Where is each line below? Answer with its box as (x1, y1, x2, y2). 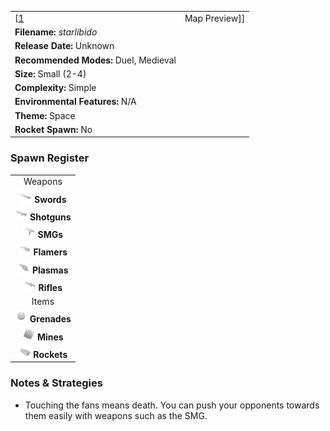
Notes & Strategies (10, 376, 103, 390)
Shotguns (29, 211, 72, 223)
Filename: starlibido (14, 26, 98, 38)
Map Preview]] (184, 12, 246, 24)
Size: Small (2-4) (14, 67, 87, 80)
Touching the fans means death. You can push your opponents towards (24, 399, 320, 411)
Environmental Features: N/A (14, 96, 137, 108)
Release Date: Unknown (14, 40, 115, 52)
